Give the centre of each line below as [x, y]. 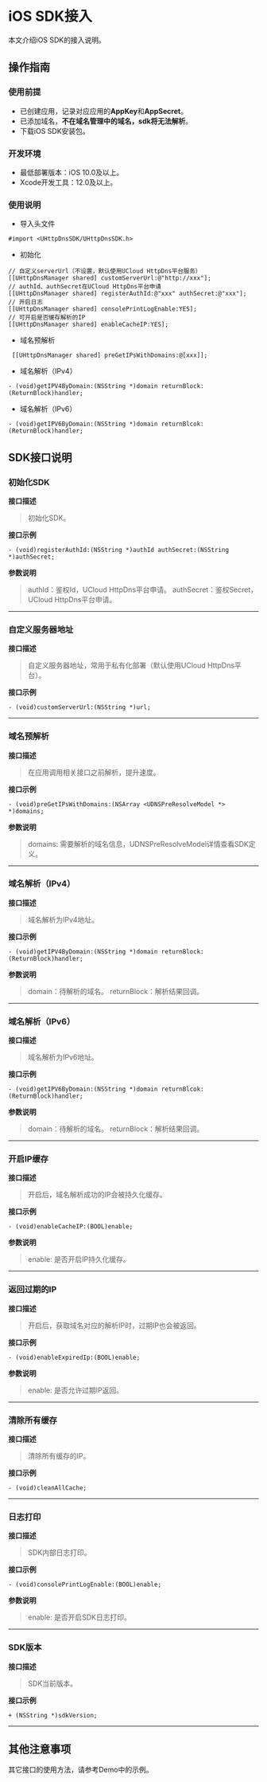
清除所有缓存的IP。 [59, 1455]
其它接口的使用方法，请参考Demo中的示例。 [81, 1770]
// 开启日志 [26, 302]
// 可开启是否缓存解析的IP [47, 318]
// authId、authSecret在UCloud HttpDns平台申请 [85, 287]
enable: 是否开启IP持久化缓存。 [79, 1259]
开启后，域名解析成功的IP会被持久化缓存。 [97, 1195]
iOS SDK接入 [50, 16]
